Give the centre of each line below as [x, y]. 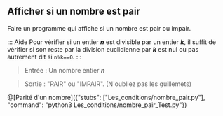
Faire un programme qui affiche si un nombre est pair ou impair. [99, 28]
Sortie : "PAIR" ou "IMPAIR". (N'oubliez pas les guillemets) [108, 84]
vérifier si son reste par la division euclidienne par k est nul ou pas [103, 49]
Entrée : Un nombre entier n [65, 70]
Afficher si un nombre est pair [74, 12]
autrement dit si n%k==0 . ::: [45, 57]
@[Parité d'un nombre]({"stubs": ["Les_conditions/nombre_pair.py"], [106, 97]
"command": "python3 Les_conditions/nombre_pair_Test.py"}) [97, 105]
